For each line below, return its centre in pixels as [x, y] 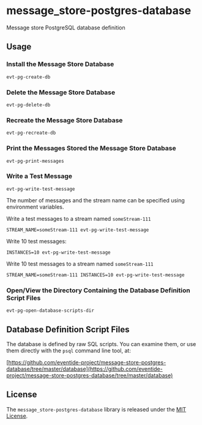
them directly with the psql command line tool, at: [69, 350]
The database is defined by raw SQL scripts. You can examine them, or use [101, 344]
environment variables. [35, 207]
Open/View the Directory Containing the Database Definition [99, 290]
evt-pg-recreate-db [31, 133]
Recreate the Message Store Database [65, 120]
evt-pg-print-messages [35, 161]
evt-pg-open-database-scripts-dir [50, 311]
